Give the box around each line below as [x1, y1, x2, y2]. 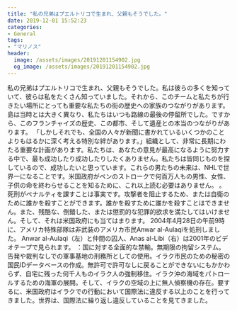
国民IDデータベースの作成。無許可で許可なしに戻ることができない [7, 260, 200, 269]
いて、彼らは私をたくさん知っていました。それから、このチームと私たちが [7, 92, 224, 101]
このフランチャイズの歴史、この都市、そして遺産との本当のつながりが [19, 118, 224, 128]
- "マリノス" [7, 43, 42, 50]
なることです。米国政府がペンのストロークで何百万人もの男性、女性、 [25, 171, 230, 181]
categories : [7, 23, 42, 30]
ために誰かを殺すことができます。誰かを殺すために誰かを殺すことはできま [7, 198, 224, 207]
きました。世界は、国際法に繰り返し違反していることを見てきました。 [7, 295, 212, 305]
